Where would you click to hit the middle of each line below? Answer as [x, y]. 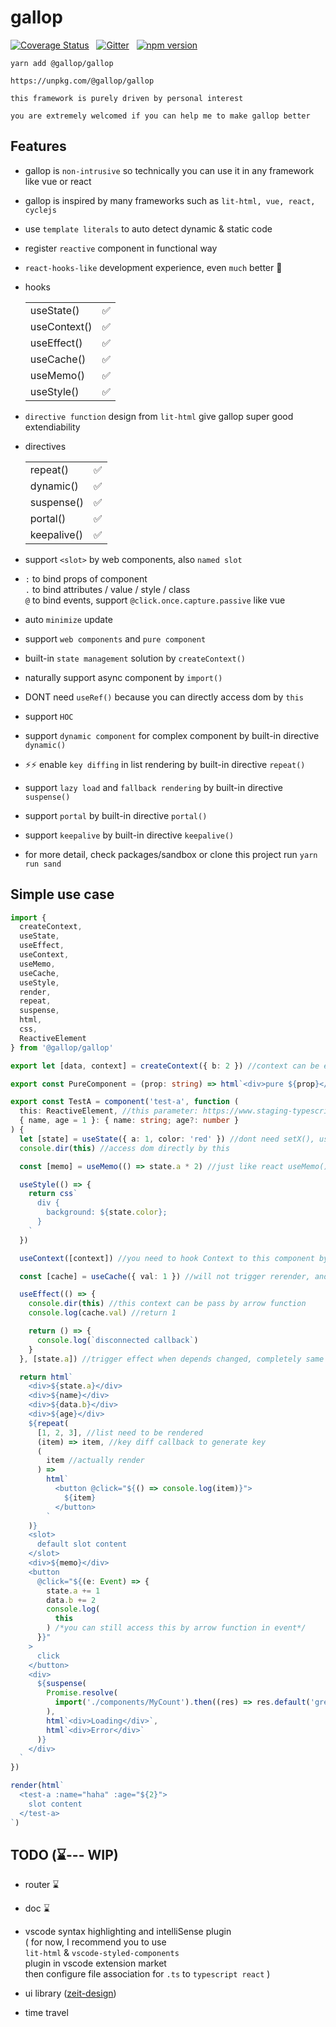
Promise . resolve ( [82, 1693]
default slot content [82, 1544]
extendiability [52, 427]
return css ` [53, 1194]
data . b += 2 [71, 1600]
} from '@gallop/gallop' [62, 1047]
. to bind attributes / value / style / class [107, 589]
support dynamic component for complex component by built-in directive [172, 735]
